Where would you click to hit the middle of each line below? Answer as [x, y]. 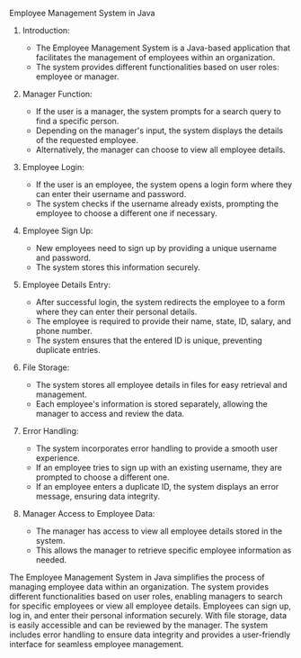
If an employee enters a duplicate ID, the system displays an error [157, 487]
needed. [51, 560]
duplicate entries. [68, 350]
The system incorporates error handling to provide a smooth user [157, 448]
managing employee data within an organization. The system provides [139, 587]
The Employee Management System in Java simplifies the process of [137, 577]
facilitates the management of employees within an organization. [155, 57]
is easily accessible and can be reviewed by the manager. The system [139, 625]
